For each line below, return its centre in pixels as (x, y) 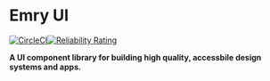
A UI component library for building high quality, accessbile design (135, 57)
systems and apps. (45, 67)
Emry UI (39, 16)
